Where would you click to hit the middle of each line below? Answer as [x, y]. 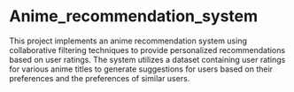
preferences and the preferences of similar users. [100, 78]
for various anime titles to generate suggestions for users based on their [141, 69]
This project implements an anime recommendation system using [128, 41]
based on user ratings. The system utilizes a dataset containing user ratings [147, 59]
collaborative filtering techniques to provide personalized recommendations [147, 50]
